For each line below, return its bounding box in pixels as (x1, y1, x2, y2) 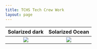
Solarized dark (8, 28, 44, 35)
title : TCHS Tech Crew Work (5, 7, 65, 13)
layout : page (5, 12, 33, 17)
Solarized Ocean (48, 28, 89, 35)
